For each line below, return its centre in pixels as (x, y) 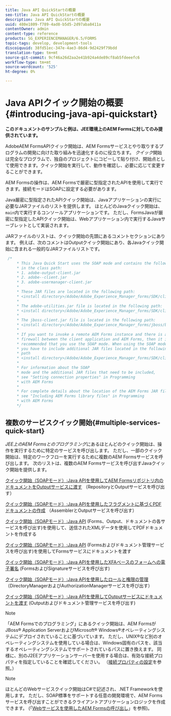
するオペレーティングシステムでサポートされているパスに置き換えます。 (81, 649)
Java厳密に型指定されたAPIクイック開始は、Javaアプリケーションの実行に (83, 200)
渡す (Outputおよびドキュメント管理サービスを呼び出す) (77, 603)
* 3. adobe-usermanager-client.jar (54, 282)
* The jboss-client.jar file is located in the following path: (86, 320)
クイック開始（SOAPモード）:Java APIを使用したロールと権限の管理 (77, 579)
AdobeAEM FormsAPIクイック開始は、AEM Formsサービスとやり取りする (82, 146)
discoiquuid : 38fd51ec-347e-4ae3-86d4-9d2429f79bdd (61, 48)
